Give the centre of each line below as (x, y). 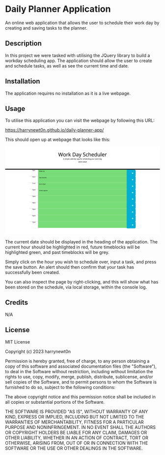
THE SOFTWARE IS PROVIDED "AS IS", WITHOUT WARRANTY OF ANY (77, 411)
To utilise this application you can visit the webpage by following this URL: (80, 121)
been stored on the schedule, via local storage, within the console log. (76, 287)
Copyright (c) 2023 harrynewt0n (38, 351)
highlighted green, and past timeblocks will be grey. (57, 252)
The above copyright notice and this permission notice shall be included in (80, 397)
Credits (17, 302)
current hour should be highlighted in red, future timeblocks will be (72, 247)
